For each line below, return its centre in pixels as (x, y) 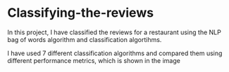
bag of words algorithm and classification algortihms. (85, 39)
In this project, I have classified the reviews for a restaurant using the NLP (114, 32)
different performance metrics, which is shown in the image (94, 60)
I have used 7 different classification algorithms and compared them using (115, 53)
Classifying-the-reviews (80, 13)
